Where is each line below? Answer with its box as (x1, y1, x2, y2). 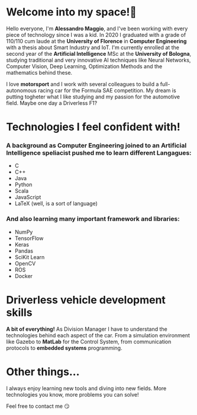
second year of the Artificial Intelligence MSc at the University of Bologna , (6, 50, 192, 57)
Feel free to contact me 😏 (6, 403, 70, 410)
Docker (14, 272, 33, 279)
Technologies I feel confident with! (6, 120, 180, 134)
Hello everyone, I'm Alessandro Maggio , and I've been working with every (6, 25, 188, 32)
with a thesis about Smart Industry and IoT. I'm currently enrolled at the (6, 44, 179, 51)
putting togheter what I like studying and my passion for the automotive (6, 93, 180, 100)
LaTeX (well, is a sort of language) (14, 200, 98, 207)
